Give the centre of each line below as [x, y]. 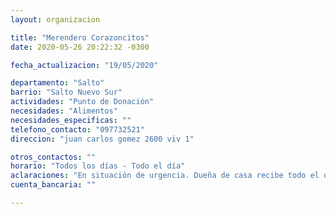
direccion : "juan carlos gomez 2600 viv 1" [102, 139]
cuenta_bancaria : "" [53, 185]
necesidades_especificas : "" [71, 120]
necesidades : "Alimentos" [64, 111]
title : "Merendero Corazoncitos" [80, 37]
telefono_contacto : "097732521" [77, 129]
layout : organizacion [55, 19]
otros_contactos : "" [53, 157]
